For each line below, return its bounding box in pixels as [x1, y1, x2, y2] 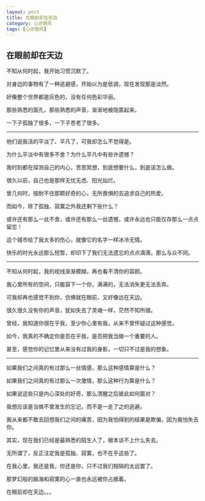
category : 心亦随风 [6, 20, 52, 26]
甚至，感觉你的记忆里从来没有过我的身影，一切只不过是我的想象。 [6, 346, 172, 353]
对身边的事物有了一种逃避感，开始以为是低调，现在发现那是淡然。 [6, 80, 172, 88]
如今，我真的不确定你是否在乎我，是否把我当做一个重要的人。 [6, 333, 162, 340]
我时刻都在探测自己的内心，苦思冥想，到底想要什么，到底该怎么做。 [6, 164, 178, 171]
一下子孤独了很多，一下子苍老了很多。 [6, 119, 103, 127]
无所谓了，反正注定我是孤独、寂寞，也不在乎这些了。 [6, 449, 140, 457]
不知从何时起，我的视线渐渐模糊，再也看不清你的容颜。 [6, 268, 145, 275]
